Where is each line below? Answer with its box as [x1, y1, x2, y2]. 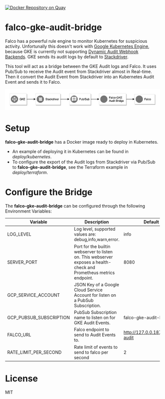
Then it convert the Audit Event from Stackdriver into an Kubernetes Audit [5, 74, 154, 80]
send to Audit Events [74, 332, 116, 338]
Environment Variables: [5, 208, 52, 214]
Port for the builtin [74, 244, 110, 249]
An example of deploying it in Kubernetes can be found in [12, 148, 129, 154]
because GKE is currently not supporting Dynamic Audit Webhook [5, 48, 138, 54]
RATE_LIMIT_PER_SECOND [7, 349, 62, 355]
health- [95, 259, 111, 265]
